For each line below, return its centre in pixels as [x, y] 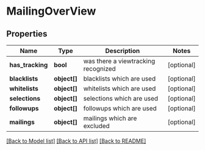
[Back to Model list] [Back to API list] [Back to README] [76, 141]
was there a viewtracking [119, 61]
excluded [96, 126]
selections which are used [121, 98]
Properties [27, 34]
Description [123, 51]
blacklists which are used [120, 79]
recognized [99, 69]
